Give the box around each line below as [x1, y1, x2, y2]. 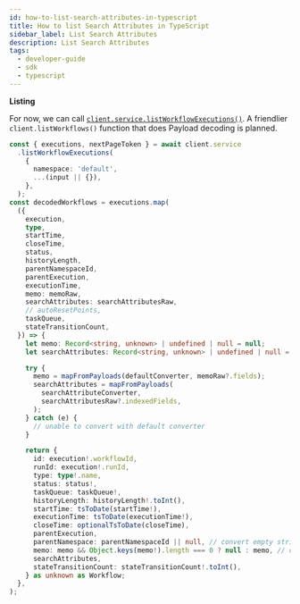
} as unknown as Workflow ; [25, 571, 126, 580]
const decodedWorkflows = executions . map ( [9, 197, 170, 206]
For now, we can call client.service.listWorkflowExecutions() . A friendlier [9, 113, 288, 123]
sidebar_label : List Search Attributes [9, 29, 158, 38]
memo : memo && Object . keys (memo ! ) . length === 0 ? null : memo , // [32, 546, 286, 555]
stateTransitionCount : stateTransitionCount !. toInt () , [32, 562, 242, 572]
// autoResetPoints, [25, 306, 102, 315]
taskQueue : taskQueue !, [32, 488, 122, 497]
